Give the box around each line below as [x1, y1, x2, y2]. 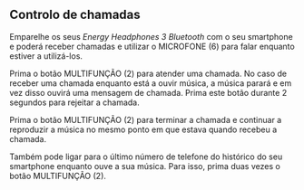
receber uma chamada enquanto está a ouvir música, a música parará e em [9, 77, 292, 89]
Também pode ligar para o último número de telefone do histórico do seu [9, 151, 283, 162]
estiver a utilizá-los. [9, 50, 83, 62]
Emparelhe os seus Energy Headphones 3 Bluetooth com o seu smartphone [9, 31, 293, 42]
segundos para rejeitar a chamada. [9, 97, 141, 108]
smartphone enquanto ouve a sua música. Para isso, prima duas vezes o [9, 160, 281, 171]
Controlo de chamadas [9, 7, 141, 23]
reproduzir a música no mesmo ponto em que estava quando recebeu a [9, 124, 278, 135]
